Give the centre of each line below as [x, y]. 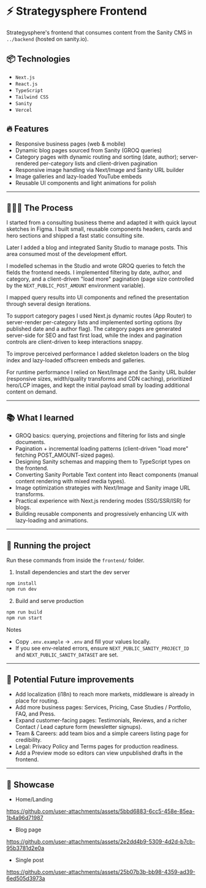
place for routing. [37, 701]
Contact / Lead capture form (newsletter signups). [78, 727]
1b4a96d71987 [25, 818]
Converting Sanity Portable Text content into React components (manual [107, 475]
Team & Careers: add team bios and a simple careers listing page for [102, 733]
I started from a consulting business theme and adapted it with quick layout [101, 223]
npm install [21, 583]
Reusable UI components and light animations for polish [86, 183]
